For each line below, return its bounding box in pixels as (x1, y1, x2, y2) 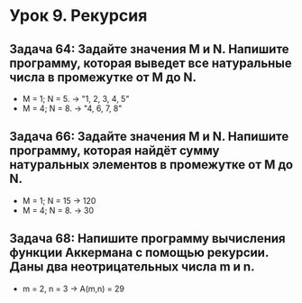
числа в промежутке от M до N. (9, 69, 197, 85)
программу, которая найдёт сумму (9, 143, 220, 159)
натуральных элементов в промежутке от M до (9, 157, 294, 172)
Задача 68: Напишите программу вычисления (9, 231, 286, 246)
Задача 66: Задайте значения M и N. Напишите (9, 129, 289, 144)
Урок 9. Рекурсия (9, 5, 148, 26)
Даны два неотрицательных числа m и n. (9, 259, 255, 275)
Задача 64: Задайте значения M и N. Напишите (9, 41, 290, 57)
